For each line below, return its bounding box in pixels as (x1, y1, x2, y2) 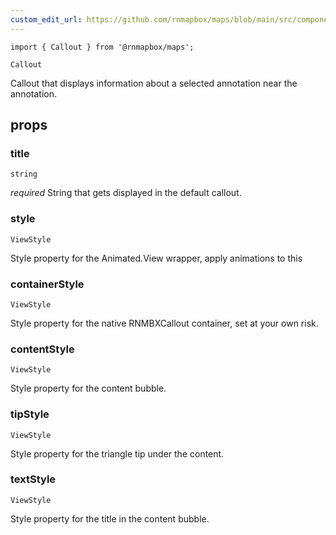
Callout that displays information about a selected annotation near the (10, 77, 298, 89)
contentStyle (10, 342, 75, 356)
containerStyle (10, 277, 85, 291)
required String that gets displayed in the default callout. (10, 187, 242, 199)
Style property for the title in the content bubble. (10, 512, 210, 525)
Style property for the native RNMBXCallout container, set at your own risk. (10, 317, 319, 329)
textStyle (10, 472, 57, 486)
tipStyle (10, 407, 50, 421)
